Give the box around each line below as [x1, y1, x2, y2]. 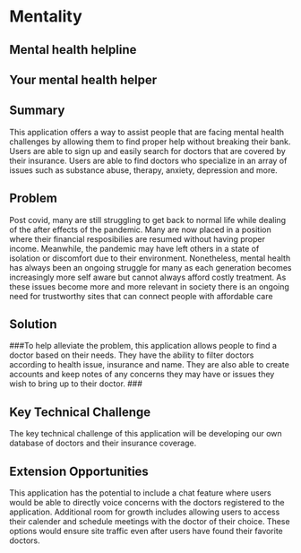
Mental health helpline [9, 42, 137, 57]
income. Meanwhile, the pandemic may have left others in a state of [9, 243, 260, 254]
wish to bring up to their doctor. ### [9, 378, 143, 389]
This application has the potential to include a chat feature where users [9, 488, 271, 498]
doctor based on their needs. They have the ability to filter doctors [9, 350, 254, 360]
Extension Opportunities [9, 463, 150, 479]
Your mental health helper [9, 72, 158, 87]
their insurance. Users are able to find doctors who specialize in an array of [9, 155, 288, 166]
